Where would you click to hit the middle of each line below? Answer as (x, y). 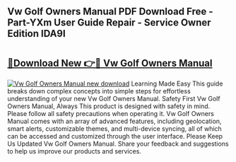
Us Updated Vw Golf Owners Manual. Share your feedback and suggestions (118, 144)
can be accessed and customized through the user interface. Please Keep (115, 136)
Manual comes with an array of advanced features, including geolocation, (114, 121)
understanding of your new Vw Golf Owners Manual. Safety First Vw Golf (114, 99)
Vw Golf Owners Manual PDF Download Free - (110, 12)
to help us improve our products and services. (74, 151)
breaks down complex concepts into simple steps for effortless (99, 91)
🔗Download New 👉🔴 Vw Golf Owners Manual (110, 63)
